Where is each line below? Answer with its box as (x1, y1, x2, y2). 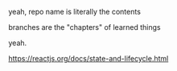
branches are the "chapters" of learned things (8, 23, 161, 31)
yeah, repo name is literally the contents (8, 7, 141, 16)
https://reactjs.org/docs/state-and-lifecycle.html (8, 54, 169, 63)
